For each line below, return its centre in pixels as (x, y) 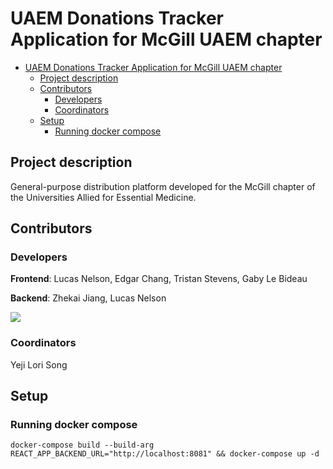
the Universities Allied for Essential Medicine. (103, 197)
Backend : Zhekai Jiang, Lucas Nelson (88, 298)
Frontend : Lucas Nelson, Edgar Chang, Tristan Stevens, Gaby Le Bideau (159, 279)
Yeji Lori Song (39, 364)
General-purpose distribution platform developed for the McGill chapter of (163, 186)
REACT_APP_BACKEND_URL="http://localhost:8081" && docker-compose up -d (165, 454)
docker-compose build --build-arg (82, 445)
